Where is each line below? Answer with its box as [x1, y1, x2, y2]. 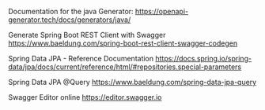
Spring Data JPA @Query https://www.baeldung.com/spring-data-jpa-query [8, 78, 257, 86]
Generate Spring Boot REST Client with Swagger [8, 31, 166, 39]
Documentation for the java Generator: [8, 7, 134, 16]
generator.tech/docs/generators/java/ [8, 15, 131, 24]
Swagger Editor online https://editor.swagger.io [8, 93, 162, 101]
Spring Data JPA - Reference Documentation [8, 54, 154, 63]
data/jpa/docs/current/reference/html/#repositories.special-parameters [8, 62, 242, 71]
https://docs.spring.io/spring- [155, 54, 252, 63]
